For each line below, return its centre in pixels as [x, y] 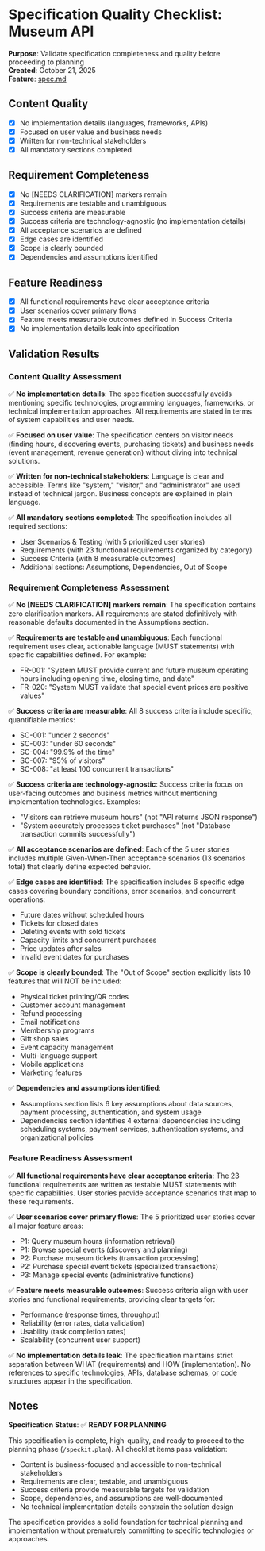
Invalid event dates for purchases [74, 957]
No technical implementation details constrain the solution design [127, 1507]
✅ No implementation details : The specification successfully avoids [120, 394]
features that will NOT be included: [65, 981]
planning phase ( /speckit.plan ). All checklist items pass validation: [118, 1449]
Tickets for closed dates [59, 923]
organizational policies [56, 1137]
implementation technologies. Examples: [75, 802]
